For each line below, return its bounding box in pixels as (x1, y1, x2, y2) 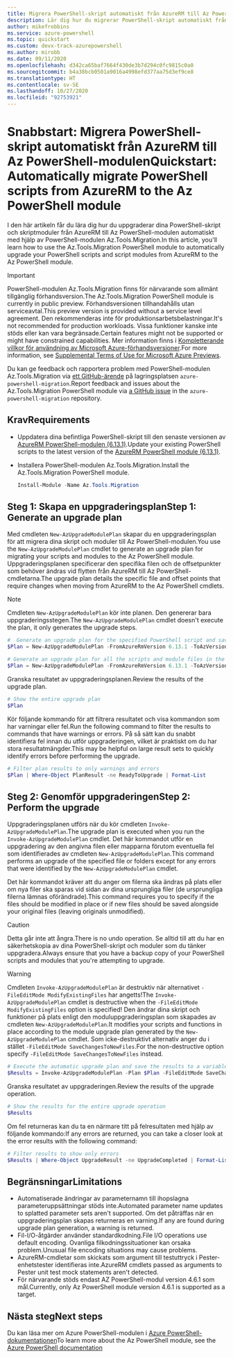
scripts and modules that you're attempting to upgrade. (7, 957, 165, 965)
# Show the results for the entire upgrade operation (7, 1103, 166, 1110)
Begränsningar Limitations (7, 1175, 123, 1188)
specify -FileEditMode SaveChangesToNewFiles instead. (7, 1050, 164, 1058)
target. (17, 1290, 37, 1299)
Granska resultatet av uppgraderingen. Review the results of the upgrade (7, 1082, 214, 1091)
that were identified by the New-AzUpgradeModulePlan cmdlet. (7, 864, 179, 872)
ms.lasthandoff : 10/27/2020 (7, 88, 89, 94)
